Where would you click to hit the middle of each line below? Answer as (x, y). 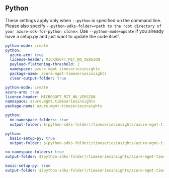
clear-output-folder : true (38, 78)
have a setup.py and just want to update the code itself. (63, 36)
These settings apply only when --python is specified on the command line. (83, 20)
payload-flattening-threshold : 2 (45, 64)
